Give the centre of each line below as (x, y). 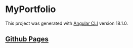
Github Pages (27, 39)
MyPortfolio (31, 9)
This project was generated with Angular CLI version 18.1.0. (67, 23)
